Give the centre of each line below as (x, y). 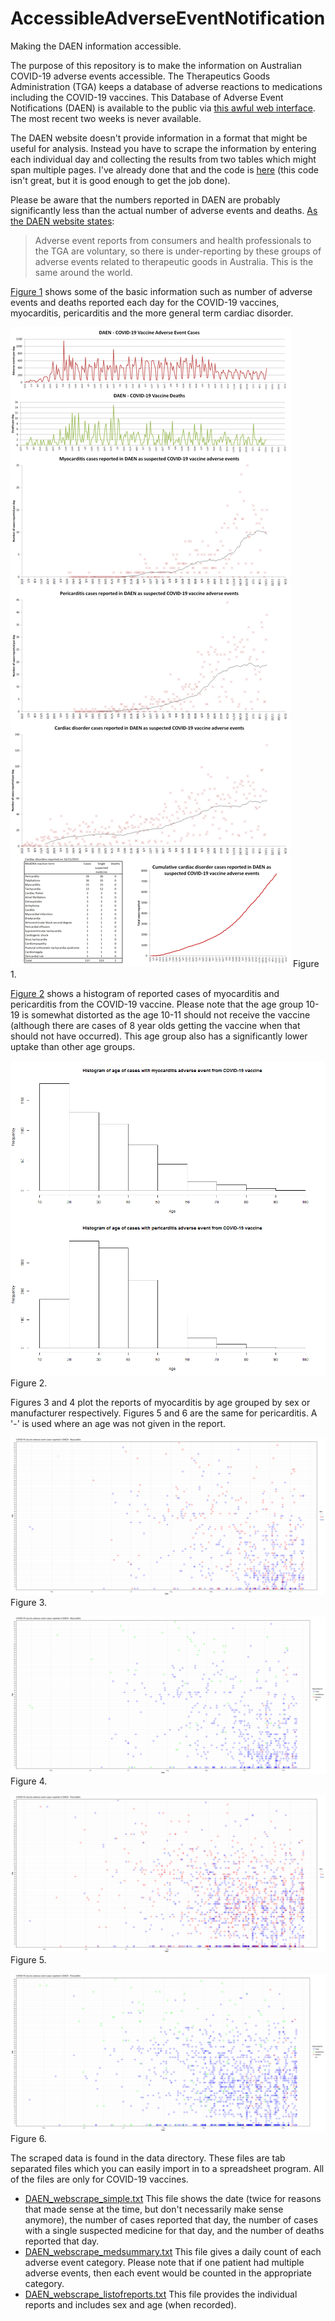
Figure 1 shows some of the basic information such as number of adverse (161, 291)
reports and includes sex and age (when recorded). (130, 2304)
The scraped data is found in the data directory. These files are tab (148, 2158)
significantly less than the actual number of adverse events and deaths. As (164, 210)
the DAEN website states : (62, 221)
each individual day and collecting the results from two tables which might (163, 159)
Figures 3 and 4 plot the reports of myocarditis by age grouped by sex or (160, 1402)
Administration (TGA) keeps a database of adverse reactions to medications (166, 86)
